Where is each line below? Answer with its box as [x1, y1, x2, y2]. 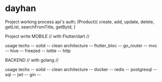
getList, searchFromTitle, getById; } [5, 24, 76, 29]
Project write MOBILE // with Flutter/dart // [5, 33, 90, 39]
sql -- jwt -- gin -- [5, 71, 41, 77]
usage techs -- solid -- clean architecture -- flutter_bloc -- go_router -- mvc [5, 42, 157, 48]
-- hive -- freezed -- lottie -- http [5, 48, 71, 54]
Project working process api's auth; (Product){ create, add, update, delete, [5, 19, 155, 25]
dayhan [5, 3, 36, 14]
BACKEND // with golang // [5, 57, 59, 63]
